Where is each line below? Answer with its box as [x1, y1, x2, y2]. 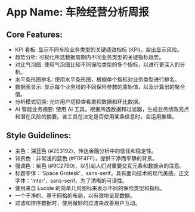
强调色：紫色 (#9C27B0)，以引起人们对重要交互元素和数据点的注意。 [14, 162, 185, 169]
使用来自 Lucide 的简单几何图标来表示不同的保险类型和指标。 [14, 184, 165, 191]
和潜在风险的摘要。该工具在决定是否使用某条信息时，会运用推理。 [14, 113, 177, 120]
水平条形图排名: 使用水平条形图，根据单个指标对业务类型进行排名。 [14, 76, 180, 83]
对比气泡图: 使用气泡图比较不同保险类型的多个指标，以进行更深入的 [14, 61, 180, 68]
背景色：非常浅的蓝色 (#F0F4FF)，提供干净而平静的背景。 [14, 154, 158, 161]
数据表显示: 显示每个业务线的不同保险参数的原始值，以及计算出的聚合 [14, 83, 185, 90]
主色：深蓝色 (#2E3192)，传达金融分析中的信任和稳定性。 [14, 147, 157, 154]
